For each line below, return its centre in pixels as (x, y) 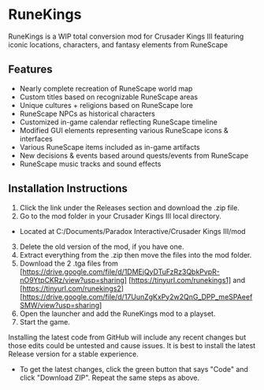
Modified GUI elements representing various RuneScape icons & (124, 130)
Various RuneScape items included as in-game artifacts (110, 147)
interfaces (36, 139)
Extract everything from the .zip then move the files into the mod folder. (136, 254)
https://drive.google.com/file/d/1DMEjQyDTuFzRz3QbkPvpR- (121, 271)
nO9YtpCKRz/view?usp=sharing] (73, 280)
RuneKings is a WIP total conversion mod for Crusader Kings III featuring (126, 36)
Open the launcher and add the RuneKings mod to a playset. (117, 314)
